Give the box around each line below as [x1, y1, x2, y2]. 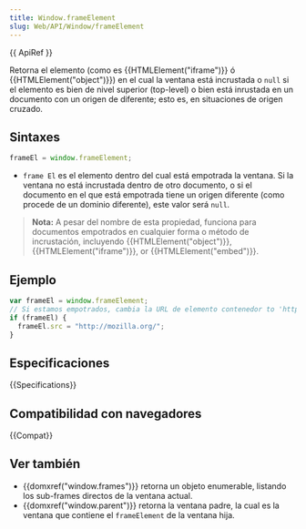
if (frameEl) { [9, 313, 67, 322]
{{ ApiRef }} [9, 46, 53, 57]
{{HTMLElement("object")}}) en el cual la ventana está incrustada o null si [9, 74, 290, 85]
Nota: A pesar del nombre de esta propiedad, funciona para [31, 217, 257, 228]
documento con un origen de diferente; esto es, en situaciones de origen [9, 93, 283, 105]
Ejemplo [9, 272, 56, 288]
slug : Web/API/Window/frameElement [9, 22, 145, 31]
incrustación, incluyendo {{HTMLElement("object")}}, [31, 236, 232, 247]
